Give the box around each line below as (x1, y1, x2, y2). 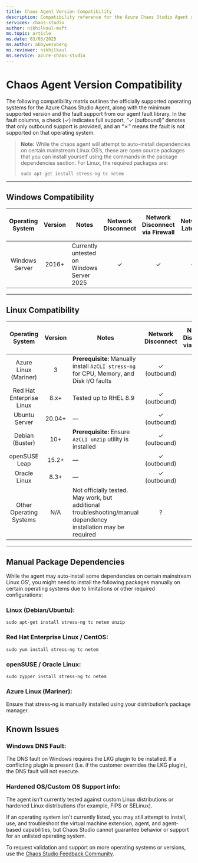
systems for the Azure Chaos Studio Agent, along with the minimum (6, 104, 171, 111)
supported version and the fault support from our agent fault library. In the (6, 110, 186, 117)
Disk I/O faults (72, 377, 112, 385)
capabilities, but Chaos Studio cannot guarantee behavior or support (22, 826, 189, 833)
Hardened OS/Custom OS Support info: (6, 782, 121, 790)
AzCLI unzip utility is (72, 435, 129, 444)
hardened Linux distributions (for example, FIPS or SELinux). (6, 802, 153, 809)
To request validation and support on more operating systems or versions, (6, 844, 186, 851)
